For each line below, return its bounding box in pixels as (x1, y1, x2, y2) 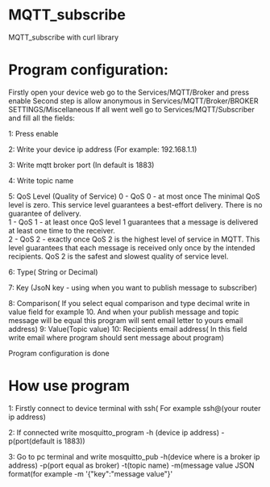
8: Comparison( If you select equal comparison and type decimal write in (8, 298, 250, 308)
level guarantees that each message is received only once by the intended (8, 242, 255, 252)
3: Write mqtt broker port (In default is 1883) (8, 160, 155, 170)
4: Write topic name (8, 175, 74, 185)
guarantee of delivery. (8, 208, 82, 218)
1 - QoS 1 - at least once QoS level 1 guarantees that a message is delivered (8, 216, 259, 227)
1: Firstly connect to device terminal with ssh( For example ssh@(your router (8, 403, 261, 413)
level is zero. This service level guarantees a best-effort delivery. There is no (8, 199, 263, 209)
